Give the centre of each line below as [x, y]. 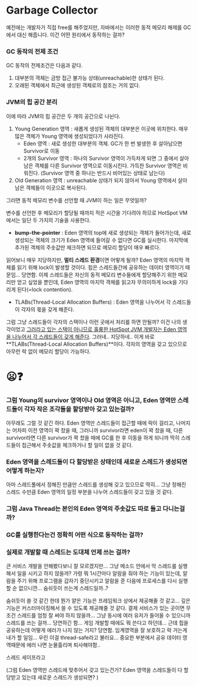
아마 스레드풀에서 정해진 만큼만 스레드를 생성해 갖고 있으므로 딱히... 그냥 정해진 [96, 485]
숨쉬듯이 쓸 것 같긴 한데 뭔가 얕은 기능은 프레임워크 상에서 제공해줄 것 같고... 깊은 [98, 601]
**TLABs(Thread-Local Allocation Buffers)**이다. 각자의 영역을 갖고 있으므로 [96, 344]
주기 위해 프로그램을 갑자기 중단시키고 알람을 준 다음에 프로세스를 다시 [97, 581]
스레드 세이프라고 [26, 658]
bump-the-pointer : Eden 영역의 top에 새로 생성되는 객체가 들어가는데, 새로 [103, 232]
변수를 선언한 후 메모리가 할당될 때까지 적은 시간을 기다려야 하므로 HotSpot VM [97, 212]
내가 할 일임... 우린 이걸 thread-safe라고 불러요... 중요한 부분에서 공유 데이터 [94, 638]
